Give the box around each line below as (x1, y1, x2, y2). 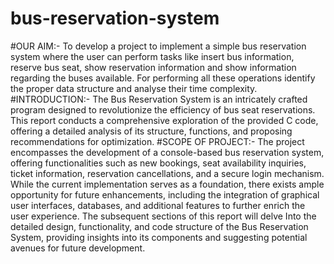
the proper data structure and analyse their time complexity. (10, 82, 258, 94)
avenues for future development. (10, 242, 146, 254)
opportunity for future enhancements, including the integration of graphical (10, 188, 320, 201)
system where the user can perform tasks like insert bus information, (10, 50, 295, 62)
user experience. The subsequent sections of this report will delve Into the (10, 210, 317, 222)
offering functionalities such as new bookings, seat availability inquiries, (10, 157, 307, 169)
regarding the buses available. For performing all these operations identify (10, 72, 316, 84)
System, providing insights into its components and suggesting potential (10, 231, 308, 243)
